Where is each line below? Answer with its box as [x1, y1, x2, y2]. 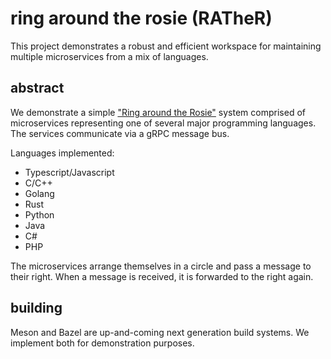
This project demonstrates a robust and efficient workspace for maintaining [10, 40, 322, 52]
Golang [24, 187, 55, 199]
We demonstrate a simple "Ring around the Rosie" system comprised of [10, 106, 306, 118]
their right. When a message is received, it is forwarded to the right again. [10, 270, 314, 282]
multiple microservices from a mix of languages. [10, 50, 209, 62]
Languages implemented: [10, 147, 115, 159]
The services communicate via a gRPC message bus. [10, 127, 230, 139]
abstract [10, 80, 65, 97]
